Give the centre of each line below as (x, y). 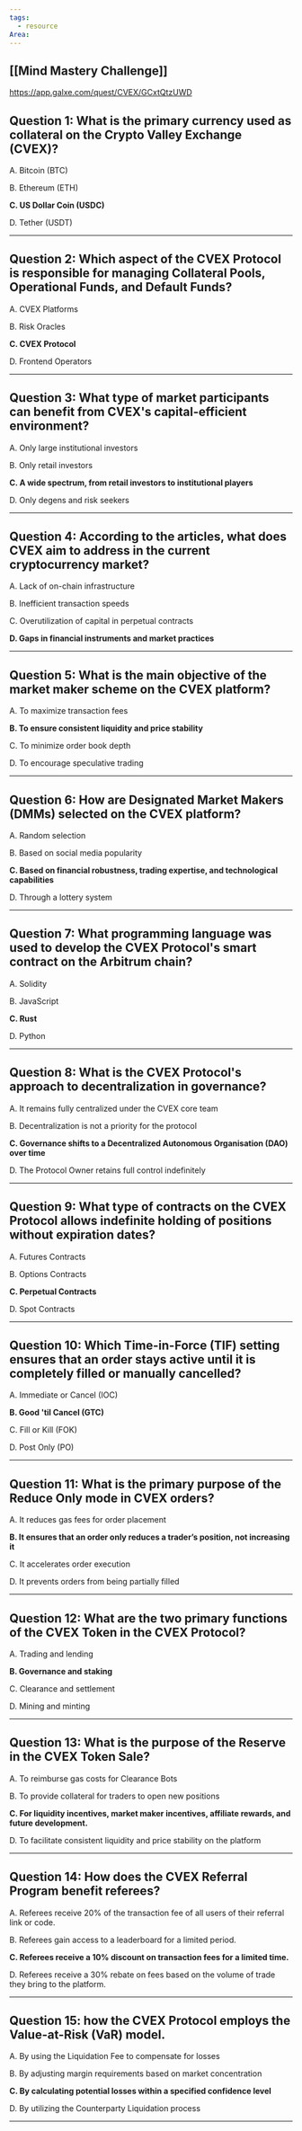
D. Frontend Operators (51, 361)
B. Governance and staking (61, 1671)
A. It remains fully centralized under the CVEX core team (114, 1108)
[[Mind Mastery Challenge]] (89, 71)
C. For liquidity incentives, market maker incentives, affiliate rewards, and (150, 1813)
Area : (19, 34)
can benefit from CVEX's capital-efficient (128, 412)
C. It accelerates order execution (70, 1564)
